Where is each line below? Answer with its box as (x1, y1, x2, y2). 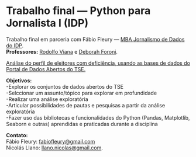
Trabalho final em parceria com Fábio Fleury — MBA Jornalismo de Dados (6, 36, 185, 43)
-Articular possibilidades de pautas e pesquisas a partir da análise (6, 102, 166, 109)
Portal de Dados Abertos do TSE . (6, 65, 86, 72)
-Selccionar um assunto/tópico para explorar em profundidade (6, 89, 157, 96)
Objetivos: (6, 77, 32, 84)
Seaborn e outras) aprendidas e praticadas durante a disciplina (6, 120, 158, 127)
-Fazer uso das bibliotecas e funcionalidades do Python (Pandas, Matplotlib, (6, 114, 190, 121)
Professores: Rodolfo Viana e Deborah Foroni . (6, 48, 118, 55)
